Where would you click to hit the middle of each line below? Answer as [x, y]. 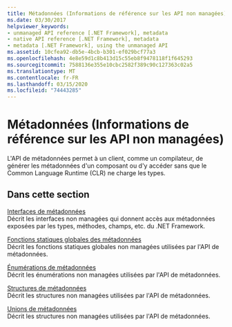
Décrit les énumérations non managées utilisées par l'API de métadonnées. [114, 275]
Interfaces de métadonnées [47, 211]
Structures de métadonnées [47, 288]
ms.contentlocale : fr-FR [43, 78]
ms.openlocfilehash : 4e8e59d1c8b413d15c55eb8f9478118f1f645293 [100, 59]
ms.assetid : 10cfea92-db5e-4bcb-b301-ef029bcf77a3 [81, 52]
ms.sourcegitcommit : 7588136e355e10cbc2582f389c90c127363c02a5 [100, 65]
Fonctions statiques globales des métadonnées [74, 239]
